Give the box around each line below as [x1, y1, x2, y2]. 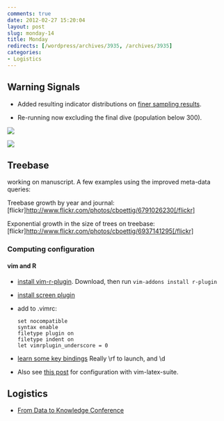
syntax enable [17, 324, 58, 331]
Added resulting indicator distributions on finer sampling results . [17, 100, 202, 108]
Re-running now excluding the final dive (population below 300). [17, 113, 202, 122]
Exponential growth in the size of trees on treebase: [7, 220, 155, 228]
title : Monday [7, 36, 49, 43]
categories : [7, 49, 42, 56]
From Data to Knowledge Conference [17, 406, 125, 415]
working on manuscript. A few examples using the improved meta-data [7, 178, 211, 186]
